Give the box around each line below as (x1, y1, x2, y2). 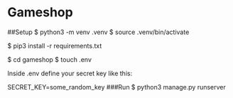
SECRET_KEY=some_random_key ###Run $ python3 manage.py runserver (7, 82, 226, 91)
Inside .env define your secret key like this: (7, 69, 133, 77)
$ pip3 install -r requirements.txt (7, 41, 102, 50)
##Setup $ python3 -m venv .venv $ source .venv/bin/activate (7, 28, 190, 36)
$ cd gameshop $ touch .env (7, 55, 92, 64)
